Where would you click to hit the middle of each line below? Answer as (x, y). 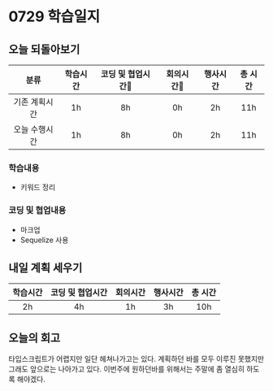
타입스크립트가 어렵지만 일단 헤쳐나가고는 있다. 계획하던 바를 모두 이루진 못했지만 (136, 359)
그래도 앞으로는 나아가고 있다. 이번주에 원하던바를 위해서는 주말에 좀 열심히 (127, 369)
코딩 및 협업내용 (37, 211)
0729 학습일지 (54, 17)
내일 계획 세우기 (45, 268)
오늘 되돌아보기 (44, 49)
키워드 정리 (38, 187)
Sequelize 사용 (44, 240)
